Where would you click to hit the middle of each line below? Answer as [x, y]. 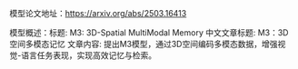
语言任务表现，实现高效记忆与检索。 [89, 55]
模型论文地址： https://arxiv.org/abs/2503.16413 [98, 13]
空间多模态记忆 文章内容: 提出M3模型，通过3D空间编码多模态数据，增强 [144, 44]
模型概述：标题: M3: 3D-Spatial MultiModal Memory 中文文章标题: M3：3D [149, 33]
